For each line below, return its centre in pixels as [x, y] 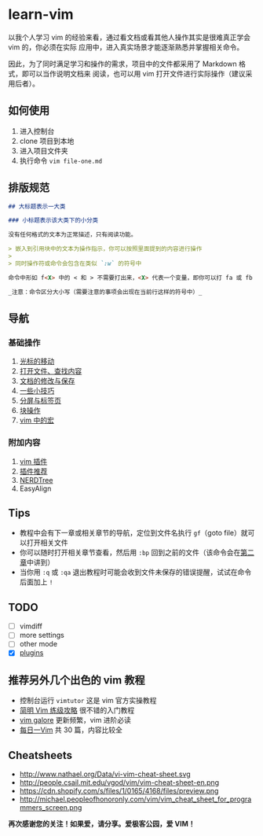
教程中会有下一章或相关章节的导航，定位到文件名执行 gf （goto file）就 [133, 533]
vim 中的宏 [37, 420]
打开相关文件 [47, 543]
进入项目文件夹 [44, 150]
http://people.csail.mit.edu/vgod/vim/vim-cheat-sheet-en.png [119, 783]
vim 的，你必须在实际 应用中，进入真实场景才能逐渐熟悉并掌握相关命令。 [126, 47]
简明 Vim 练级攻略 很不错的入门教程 [77, 710]
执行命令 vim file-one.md [61, 160]
